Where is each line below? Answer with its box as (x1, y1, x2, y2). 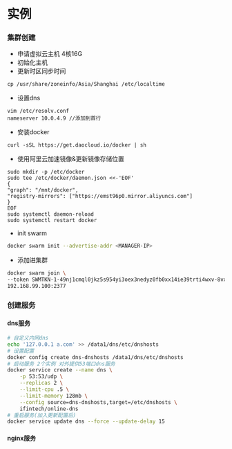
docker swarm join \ (7, 270, 67, 277)
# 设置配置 (7, 347, 35, 354)
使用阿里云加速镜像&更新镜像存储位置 (17, 155, 124, 163)
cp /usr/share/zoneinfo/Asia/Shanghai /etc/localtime (7, 81, 166, 88)
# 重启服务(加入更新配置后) (7, 412, 77, 419)
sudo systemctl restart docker (7, 217, 97, 224)
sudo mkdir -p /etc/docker (7, 169, 85, 176)
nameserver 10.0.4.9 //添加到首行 (7, 115, 101, 122)
